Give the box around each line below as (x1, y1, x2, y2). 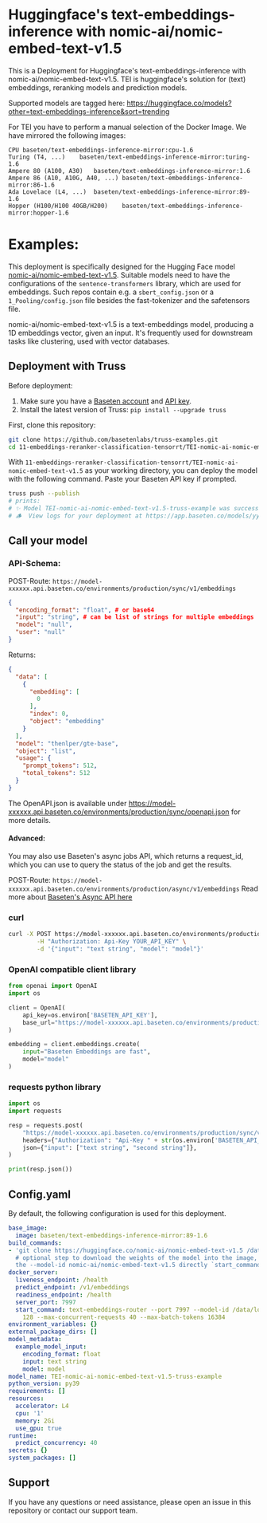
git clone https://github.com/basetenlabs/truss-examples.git (8, 435, 219, 443)
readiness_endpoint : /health (15, 1290, 112, 1299)
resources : (8, 1395, 44, 1403)
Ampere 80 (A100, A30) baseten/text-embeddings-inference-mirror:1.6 (8, 167, 250, 175)
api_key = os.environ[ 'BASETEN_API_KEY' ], (22, 1011, 158, 1019)
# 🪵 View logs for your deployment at (8, 512, 143, 520)
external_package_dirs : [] (8, 1328, 98, 1336)
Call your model (8, 534, 88, 548)
